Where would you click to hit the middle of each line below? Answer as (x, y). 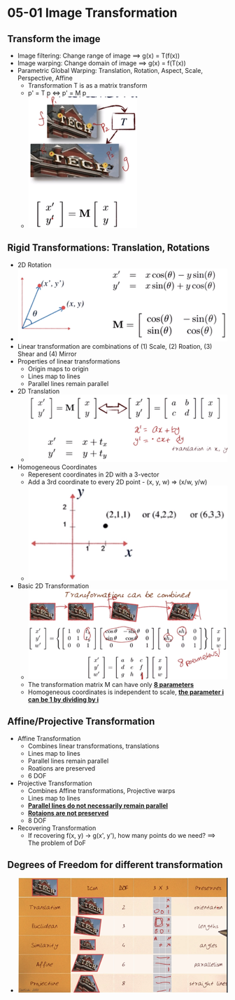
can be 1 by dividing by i (63, 699)
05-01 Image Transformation (92, 13)
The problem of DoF (57, 843)
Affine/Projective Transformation (81, 722)
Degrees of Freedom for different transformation (115, 865)
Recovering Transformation (57, 828)
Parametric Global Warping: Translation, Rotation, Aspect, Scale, (110, 71)
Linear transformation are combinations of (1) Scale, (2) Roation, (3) (115, 346)
